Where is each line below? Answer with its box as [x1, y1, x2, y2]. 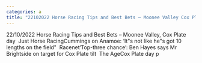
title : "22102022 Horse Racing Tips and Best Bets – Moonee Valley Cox [6, 14, 189, 20]
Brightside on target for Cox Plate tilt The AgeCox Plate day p [6, 50, 159, 57]
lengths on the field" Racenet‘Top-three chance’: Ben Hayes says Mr [6, 43, 177, 51]
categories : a [6, 8, 42, 15]
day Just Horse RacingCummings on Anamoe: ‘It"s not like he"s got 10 [6, 37, 182, 44]
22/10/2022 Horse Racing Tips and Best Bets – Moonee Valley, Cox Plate [6, 31, 186, 38]
